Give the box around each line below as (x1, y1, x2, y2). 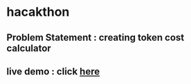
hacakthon (6, 4, 70, 20)
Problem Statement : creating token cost (6, 32, 185, 43)
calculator (6, 42, 51, 54)
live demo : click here (6, 65, 100, 77)
